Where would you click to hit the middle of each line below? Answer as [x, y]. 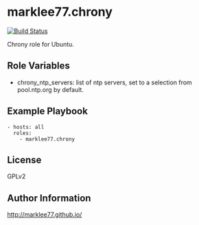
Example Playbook [47, 111]
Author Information [49, 198]
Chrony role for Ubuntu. [40, 44]
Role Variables [38, 66]
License [24, 159]
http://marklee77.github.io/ [45, 215]
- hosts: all [26, 127]
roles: [23, 133]
